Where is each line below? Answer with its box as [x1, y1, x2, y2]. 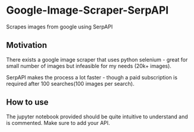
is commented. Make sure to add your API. [6, 119, 110, 126]
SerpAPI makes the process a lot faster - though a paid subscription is [6, 73, 178, 81]
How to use [6, 97, 49, 107]
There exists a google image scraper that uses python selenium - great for [6, 56, 188, 63]
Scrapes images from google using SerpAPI [6, 23, 113, 30]
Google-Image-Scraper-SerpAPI [6, 4, 169, 17]
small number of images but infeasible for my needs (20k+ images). [6, 62, 172, 69]
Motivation [6, 40, 47, 50]
